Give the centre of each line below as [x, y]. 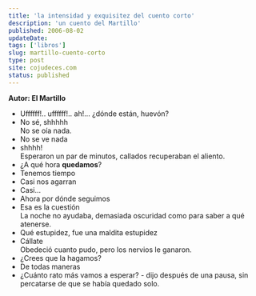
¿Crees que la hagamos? [60, 258]
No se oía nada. [46, 130]
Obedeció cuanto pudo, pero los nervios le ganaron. [106, 250]
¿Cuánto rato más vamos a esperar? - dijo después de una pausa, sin [134, 275]
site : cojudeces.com [43, 68]
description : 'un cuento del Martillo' [75, 23]
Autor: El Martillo [37, 98]
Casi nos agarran [48, 182]
